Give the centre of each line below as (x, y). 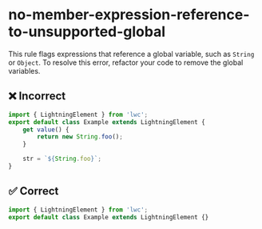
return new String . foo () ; (80, 137)
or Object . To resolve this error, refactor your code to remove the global (126, 62)
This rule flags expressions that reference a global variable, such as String (131, 54)
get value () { (46, 130)
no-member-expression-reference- (129, 15)
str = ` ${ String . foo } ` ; (62, 159)
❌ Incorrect (37, 96)
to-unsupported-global (87, 32)
